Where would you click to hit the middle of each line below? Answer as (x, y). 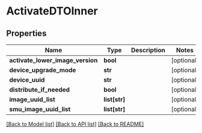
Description (148, 50)
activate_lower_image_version (54, 60)
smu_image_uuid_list (40, 109)
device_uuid (27, 80)
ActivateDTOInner (52, 11)
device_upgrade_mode (43, 70)
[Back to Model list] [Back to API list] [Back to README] (75, 124)
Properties (26, 33)
